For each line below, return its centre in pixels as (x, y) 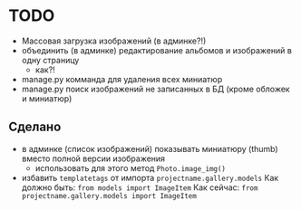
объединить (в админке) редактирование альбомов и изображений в (156, 50)
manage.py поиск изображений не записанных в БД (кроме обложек (156, 89)
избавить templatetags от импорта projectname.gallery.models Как (150, 177)
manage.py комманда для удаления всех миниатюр (122, 79)
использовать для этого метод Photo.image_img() (131, 167)
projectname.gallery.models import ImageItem (109, 196)
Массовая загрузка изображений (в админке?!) (114, 41)
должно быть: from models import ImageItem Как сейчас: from (140, 187)
